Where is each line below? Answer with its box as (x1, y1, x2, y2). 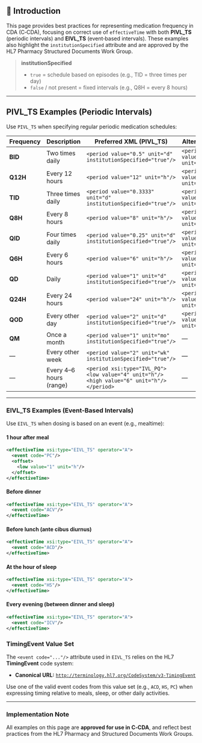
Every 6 (46, 251, 69, 259)
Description (46, 137, 81, 145)
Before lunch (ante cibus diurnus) (6, 525, 92, 533)
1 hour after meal (6, 433, 49, 440)
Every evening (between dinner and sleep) (6, 601, 115, 608)
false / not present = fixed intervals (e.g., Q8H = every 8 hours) (29, 84, 188, 91)
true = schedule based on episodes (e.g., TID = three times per (29, 71, 188, 78)
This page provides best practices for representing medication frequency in (6, 22, 194, 29)
